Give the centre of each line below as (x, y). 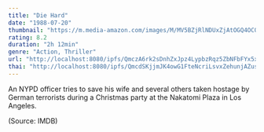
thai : (17, 67)
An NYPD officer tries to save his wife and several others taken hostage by (129, 89)
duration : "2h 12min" (44, 45)
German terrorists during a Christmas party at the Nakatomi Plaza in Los (125, 97)
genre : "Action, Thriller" (52, 52)
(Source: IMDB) (33, 121)
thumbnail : (26, 30)
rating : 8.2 (27, 37)
